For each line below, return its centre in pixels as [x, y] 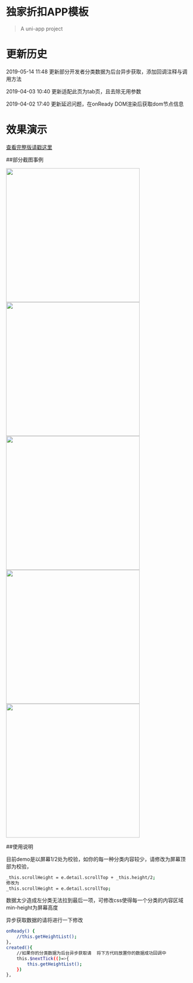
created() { [19, 948]
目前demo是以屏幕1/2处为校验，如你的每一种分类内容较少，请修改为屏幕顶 [96, 859]
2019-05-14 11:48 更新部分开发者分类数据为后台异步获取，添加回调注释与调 [97, 72]
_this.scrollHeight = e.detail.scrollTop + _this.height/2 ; [81, 877]
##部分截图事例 [25, 160]
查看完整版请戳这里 [29, 147]
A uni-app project [42, 28]
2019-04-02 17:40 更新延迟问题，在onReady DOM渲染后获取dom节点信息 [95, 104]
